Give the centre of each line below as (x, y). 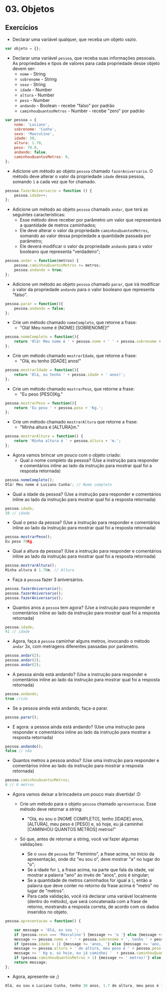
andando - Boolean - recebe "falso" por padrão (67, 105)
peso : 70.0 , (26, 148)
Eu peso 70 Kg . (20, 542)
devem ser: (24, 69)
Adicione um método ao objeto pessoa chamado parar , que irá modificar (86, 284)
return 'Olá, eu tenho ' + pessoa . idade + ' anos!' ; (70, 374)
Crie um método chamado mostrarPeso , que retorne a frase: (74, 389)
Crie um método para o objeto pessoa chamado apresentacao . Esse (88, 804)
